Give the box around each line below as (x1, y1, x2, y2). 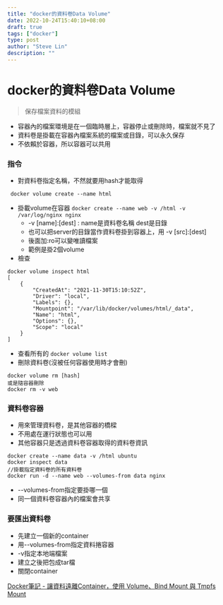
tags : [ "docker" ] (7, 30, 59, 37)
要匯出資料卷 (7, 514, 52, 524)
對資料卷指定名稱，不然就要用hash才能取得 (17, 176, 143, 185)
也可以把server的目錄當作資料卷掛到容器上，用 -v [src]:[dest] (28, 227, 207, 236)
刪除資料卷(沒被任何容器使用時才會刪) (17, 358, 128, 367)
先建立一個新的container (17, 531, 90, 540)
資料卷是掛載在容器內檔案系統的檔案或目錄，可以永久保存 (17, 131, 185, 139)
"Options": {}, (32, 318, 78, 325)
